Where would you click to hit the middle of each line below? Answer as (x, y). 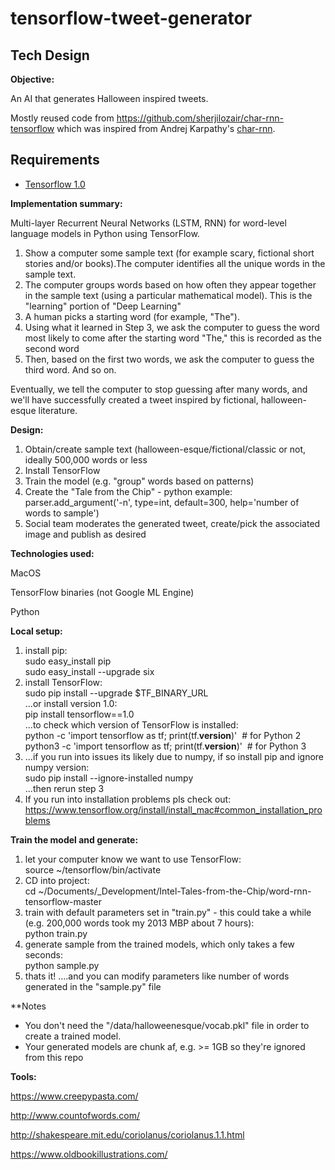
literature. (58, 410)
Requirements (55, 160)
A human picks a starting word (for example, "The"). (132, 316)
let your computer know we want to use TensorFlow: (133, 859)
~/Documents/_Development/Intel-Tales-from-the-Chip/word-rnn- (175, 891)
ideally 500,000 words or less (86, 459)
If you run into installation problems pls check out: (128, 799)
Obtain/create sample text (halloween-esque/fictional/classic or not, (165, 449)
